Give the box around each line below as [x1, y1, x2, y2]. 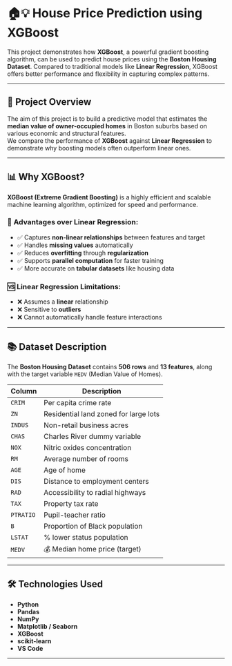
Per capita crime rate [43, 398, 112, 407]
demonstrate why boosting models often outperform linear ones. [7, 144, 191, 152]
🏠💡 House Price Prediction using [7, 6, 202, 21]
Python [17, 600, 39, 608]
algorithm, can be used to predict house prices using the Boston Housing [7, 55, 217, 63]
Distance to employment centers [43, 476, 150, 486]
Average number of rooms [43, 453, 129, 463]
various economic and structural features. [7, 129, 126, 137]
